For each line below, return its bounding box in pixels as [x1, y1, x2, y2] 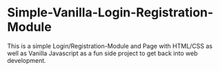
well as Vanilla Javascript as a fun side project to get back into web [7, 49, 198, 57]
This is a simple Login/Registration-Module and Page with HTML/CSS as [7, 42, 212, 50]
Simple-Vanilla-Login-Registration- [7, 5, 214, 20]
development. [7, 56, 46, 64]
